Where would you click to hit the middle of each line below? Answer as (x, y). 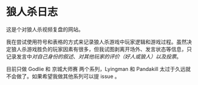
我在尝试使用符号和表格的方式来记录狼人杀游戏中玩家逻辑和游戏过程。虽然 (96, 42)
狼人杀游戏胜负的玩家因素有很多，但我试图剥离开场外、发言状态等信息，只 (101, 49)
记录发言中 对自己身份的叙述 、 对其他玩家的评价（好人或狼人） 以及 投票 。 (94, 56)
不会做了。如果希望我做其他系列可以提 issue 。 (63, 76)
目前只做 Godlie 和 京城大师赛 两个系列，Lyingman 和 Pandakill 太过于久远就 (98, 69)
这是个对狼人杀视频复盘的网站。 (45, 29)
